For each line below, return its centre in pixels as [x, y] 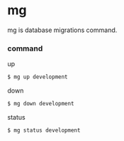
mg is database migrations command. [62, 30]
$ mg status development [44, 130]
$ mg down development [41, 104]
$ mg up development [38, 77]
